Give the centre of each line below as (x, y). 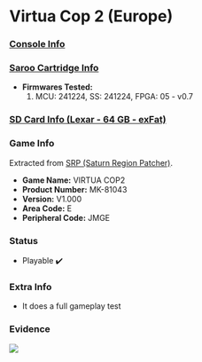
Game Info (32, 144)
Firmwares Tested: (57, 87)
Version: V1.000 (52, 199)
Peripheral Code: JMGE (66, 217)
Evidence (30, 329)
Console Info (37, 44)
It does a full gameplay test (71, 306)
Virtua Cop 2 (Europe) (91, 16)
